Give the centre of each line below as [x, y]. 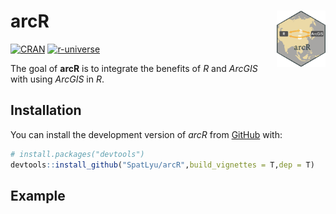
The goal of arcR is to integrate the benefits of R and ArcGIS [134, 68]
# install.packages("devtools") [77, 154]
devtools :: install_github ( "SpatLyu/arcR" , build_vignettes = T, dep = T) [162, 165]
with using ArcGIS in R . [57, 79]
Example [38, 195]
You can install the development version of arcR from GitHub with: [146, 134]
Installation [46, 110]
